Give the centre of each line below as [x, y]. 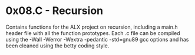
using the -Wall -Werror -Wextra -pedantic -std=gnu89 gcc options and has [97, 39]
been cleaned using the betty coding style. [57, 46]
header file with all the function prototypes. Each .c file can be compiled [93, 33]
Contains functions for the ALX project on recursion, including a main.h [92, 27]
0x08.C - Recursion [54, 11]
